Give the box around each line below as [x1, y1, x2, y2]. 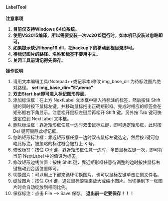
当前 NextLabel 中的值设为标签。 [12, 153, 80, 159]
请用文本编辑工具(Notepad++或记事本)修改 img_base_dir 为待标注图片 [12, 79, 157, 85]
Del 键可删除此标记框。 [12, 128, 61, 134]
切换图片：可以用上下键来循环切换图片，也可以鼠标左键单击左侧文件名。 [12, 172, 162, 178]
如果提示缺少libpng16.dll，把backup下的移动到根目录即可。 [12, 45, 137, 51]
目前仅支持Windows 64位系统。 [12, 26, 79, 32]
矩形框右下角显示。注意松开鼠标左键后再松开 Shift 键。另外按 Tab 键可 [12, 109, 158, 115]
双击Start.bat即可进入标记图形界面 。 [12, 91, 89, 97]
